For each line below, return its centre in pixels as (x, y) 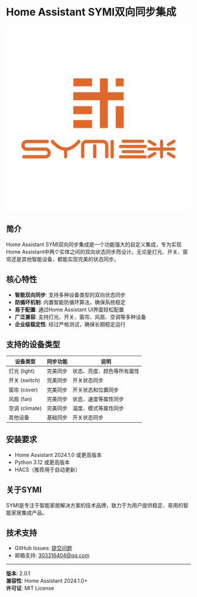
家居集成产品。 (29, 512)
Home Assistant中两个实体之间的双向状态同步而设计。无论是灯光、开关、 (94, 251)
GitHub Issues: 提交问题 (43, 548)
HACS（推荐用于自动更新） (47, 469)
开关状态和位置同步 (96, 390)
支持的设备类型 (33, 344)
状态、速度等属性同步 (98, 399)
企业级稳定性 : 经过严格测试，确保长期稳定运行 (70, 324)
